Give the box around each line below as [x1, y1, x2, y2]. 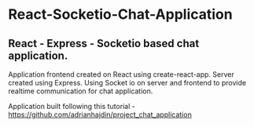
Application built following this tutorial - [8, 102, 135, 111]
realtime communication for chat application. [8, 86, 153, 96]
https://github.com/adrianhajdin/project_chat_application [8, 110, 193, 119]
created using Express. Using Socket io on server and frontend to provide [8, 78, 246, 87]
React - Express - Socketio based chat [8, 37, 200, 50]
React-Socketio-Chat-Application [8, 5, 234, 24]
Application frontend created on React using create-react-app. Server [8, 70, 234, 79]
